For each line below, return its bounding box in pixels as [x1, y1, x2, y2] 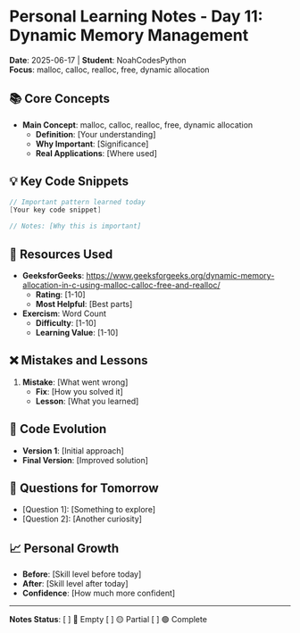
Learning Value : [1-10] [35, 328, 119, 337]
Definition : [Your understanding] [35, 129, 156, 139]
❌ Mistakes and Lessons [9, 353, 149, 368]
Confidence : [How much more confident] [21, 587, 176, 599]
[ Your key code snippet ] [9, 205, 102, 215]
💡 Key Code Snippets [9, 174, 129, 189]
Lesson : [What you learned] [35, 396, 139, 406]
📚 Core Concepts [9, 91, 110, 106]
